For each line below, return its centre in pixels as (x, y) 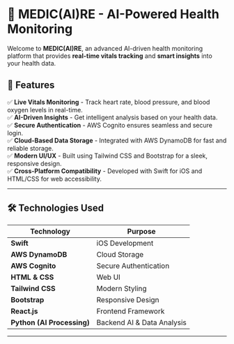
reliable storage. (31, 148)
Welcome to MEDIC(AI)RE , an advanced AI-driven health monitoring (105, 48)
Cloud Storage (120, 254)
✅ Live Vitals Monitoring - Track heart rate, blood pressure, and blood (109, 102)
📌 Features (31, 85)
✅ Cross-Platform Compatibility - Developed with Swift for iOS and (105, 171)
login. (15, 133)
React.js (24, 311)
